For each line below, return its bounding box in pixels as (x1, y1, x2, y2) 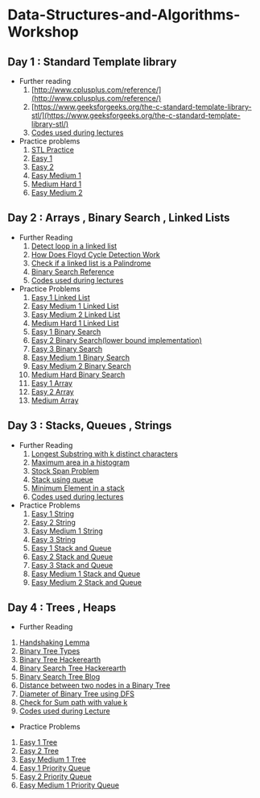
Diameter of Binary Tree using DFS (19, 689, 134, 699)
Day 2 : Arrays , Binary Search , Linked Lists (7, 211, 230, 225)
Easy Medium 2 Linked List (31, 309, 121, 320)
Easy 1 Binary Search (31, 327, 101, 336)
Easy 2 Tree (19, 746, 60, 756)
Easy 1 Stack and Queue (31, 543, 112, 553)
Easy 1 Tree (19, 737, 58, 747)
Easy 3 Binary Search (31, 344, 103, 353)
